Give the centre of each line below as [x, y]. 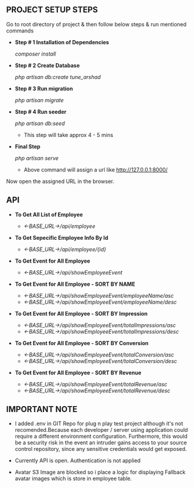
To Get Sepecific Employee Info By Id [61, 237]
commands [20, 30]
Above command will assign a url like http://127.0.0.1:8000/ [96, 169]
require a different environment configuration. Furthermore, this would [101, 437]
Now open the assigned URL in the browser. [60, 181]
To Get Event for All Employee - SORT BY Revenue [78, 373]
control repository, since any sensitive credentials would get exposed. [101, 449]
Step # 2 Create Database [47, 65]
